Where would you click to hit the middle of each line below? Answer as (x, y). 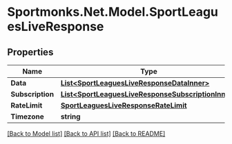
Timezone (27, 116)
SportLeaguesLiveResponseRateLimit (124, 105)
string (70, 116)
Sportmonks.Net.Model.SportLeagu (113, 12)
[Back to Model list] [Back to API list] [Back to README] (86, 134)
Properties (30, 52)
